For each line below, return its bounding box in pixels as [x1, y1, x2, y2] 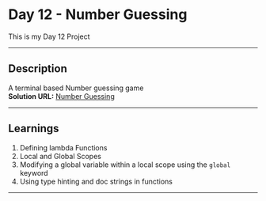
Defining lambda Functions [19, 142, 108, 152]
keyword [19, 168, 49, 177]
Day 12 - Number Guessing [8, 6, 188, 24]
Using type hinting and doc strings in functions [19, 176, 173, 186]
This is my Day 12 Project [8, 32, 90, 41]
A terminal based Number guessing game [8, 83, 144, 93]
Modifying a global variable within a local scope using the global [19, 160, 231, 169]
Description [8, 62, 67, 76]
